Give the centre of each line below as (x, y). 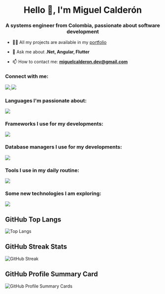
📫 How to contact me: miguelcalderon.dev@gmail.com (70, 62)
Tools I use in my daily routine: (42, 170)
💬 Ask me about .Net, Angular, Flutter (51, 52)
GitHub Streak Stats (36, 247)
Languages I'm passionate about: (46, 101)
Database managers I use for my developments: (64, 147)
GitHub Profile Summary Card (51, 274)
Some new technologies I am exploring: (53, 193)
